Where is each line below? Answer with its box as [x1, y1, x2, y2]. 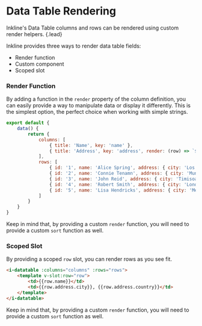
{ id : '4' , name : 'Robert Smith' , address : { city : [49, 181, 182, 187]
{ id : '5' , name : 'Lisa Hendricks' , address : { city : [49, 187, 187, 193]
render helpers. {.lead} [6, 30, 63, 37]
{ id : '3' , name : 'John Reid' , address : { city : [49, 176, 174, 182]
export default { [6, 120, 50, 126]
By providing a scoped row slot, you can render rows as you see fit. [6, 255, 173, 263]
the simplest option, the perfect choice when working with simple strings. [6, 108, 188, 116]
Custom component [14, 60, 64, 67]
